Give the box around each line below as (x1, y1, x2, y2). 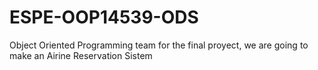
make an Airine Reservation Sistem (9, 49, 153, 61)
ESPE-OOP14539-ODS (9, 6, 199, 29)
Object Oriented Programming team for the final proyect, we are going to (9, 39, 309, 51)
